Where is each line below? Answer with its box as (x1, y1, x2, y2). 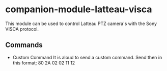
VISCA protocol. (5, 26, 39, 32)
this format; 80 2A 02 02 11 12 (12, 60, 75, 66)
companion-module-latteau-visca (5, 4, 152, 15)
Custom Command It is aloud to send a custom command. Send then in (12, 54, 162, 60)
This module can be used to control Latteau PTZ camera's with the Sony (5, 20, 157, 27)
